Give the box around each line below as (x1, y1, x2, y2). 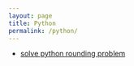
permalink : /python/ (8, 27, 79, 35)
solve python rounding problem (19, 49, 126, 59)
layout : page (8, 11, 53, 20)
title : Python (8, 19, 57, 27)
